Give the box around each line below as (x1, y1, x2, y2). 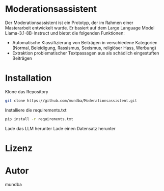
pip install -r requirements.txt (5, 116, 74, 121)
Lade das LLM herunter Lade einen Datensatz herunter (5, 125, 116, 131)
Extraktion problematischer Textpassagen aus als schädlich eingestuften (12, 50, 160, 56)
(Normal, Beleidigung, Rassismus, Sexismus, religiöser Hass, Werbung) (12, 45, 156, 51)
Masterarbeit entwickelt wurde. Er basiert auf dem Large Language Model (5, 25, 155, 30)
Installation (5, 73, 52, 84)
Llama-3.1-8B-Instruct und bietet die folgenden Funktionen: (5, 30, 125, 36)
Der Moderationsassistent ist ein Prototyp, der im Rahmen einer (5, 20, 134, 26)
